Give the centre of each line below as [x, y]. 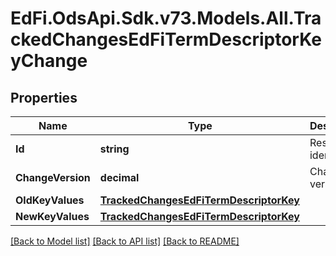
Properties [44, 97]
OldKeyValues [50, 200]
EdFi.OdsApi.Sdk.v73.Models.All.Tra [166, 18]
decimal [119, 177]
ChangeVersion [53, 177]
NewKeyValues [52, 216]
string [114, 149]
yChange [49, 61]
